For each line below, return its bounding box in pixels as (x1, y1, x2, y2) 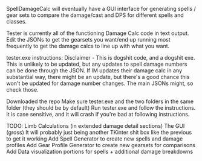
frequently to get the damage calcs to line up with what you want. (6, 42, 170, 49)
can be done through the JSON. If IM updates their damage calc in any (6, 67, 183, 74)
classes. (6, 18, 27, 25)
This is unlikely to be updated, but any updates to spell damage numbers (6, 60, 187, 68)
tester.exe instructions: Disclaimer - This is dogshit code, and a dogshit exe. (6, 54, 195, 61)
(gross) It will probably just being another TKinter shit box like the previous (6, 129, 192, 136)
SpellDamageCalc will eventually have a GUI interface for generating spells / (6, 5, 197, 12)
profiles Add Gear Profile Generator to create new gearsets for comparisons (6, 142, 195, 148)
